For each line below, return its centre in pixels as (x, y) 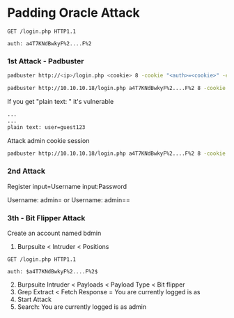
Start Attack (34, 300)
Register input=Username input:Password (67, 186)
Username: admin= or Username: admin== (69, 199)
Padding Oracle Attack (74, 13)
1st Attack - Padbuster (46, 61)
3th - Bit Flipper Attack (46, 218)
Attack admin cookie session (48, 140)
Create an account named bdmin (54, 233)
